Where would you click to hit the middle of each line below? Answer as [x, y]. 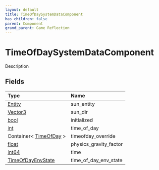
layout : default [22, 10]
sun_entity [83, 104]
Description [17, 66]
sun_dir [79, 112]
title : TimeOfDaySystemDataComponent [44, 14]
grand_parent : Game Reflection [37, 28]
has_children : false [26, 19]
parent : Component [24, 23]
